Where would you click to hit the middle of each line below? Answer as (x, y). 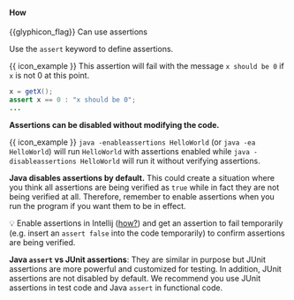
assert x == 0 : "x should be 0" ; (73, 100)
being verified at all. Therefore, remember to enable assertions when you (142, 196)
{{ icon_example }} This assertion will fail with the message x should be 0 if (147, 66)
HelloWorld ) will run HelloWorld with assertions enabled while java (129, 151)
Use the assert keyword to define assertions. (91, 49)
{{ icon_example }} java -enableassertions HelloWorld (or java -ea (132, 142)
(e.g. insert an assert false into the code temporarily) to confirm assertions (147, 233)
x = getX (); (31, 92)
